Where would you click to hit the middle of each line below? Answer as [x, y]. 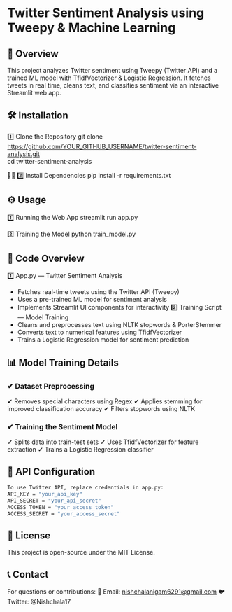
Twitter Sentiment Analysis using [106, 13]
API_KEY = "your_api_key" [45, 494]
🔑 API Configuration [51, 472]
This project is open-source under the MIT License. [81, 552]
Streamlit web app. [34, 93]
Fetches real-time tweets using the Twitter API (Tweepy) [98, 292]
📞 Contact [28, 575]
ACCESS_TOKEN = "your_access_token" [60, 507]
